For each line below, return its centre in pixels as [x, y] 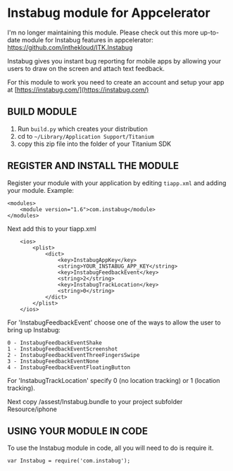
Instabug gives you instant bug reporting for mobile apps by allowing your [114, 61]
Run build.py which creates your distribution [82, 129]
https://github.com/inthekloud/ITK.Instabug [70, 47]
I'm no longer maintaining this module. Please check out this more [103, 32]
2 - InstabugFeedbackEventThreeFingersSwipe [74, 355]
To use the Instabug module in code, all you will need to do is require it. [111, 448]
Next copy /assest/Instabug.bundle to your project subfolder [95, 401]
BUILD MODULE [42, 112]
